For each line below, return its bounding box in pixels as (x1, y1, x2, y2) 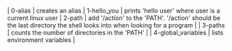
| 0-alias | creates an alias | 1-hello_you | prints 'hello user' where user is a (7, 7, 220, 14)
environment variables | (7, 36, 75, 44)
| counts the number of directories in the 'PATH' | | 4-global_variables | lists (7, 28, 224, 37)
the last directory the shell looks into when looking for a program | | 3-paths (7, 21, 225, 29)
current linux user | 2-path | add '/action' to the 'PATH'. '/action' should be (7, 14, 221, 22)
